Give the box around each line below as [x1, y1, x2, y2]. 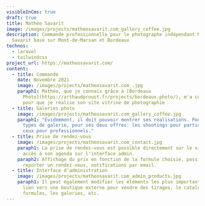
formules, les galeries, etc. [22, 190, 99, 196]
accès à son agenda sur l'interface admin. [22, 151, 135, 157]
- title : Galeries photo [12, 105, 75, 112]
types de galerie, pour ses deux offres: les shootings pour [22, 123, 182, 129]
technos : [6, 43, 29, 49]
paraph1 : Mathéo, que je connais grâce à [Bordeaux [17, 88, 151, 94]
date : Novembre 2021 [17, 77, 70, 83]
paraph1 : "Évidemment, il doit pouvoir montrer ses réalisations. [17, 116, 190, 123]
